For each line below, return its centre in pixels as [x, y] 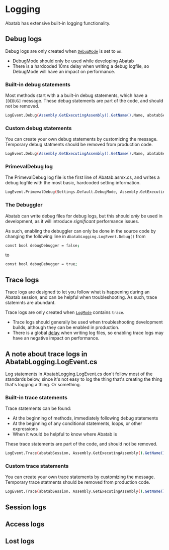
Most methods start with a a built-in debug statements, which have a [76, 95]
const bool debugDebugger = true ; [41, 264]
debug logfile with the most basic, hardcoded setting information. [73, 183]
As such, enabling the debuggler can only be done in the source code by [80, 231]
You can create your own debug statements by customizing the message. [81, 139]
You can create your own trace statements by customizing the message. [80, 477]
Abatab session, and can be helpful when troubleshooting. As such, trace [81, 297]
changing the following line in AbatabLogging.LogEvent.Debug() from [75, 236]
